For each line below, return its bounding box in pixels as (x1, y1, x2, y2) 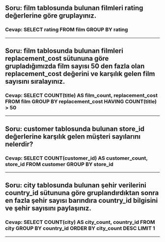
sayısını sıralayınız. (5, 77, 65, 86)
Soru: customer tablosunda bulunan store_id (5, 124, 145, 133)
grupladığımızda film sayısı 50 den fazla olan (5, 62, 145, 71)
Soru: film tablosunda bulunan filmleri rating (5, 4, 143, 12)
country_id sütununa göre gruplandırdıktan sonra (5, 189, 159, 197)
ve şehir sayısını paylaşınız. (5, 204, 92, 213)
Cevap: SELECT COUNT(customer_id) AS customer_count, (5, 154, 148, 161)
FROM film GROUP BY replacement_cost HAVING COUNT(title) (5, 98, 157, 105)
